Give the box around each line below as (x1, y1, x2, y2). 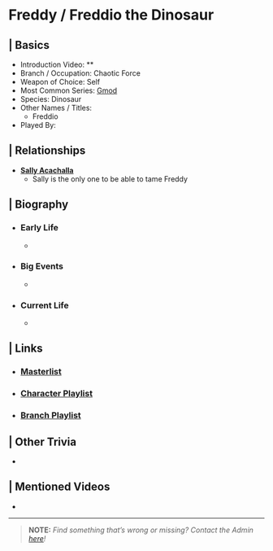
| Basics (8, 38, 50, 52)
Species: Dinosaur (19, 94, 82, 103)
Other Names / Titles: (19, 103, 92, 112)
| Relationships (8, 144, 86, 158)
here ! (28, 533, 46, 543)
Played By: (19, 120, 57, 129)
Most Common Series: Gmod (19, 85, 118, 95)
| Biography (8, 198, 69, 212)
